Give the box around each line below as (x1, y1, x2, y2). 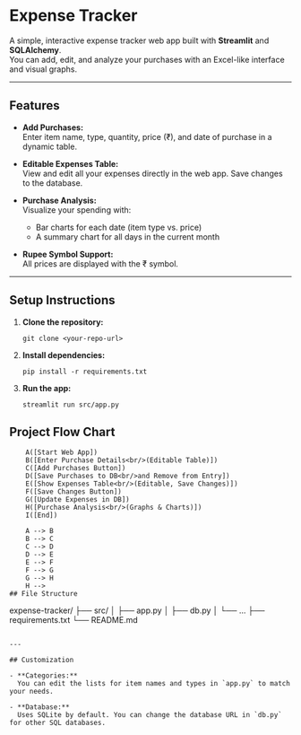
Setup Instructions (9, 293, 116, 308)
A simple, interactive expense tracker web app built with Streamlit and (9, 35, 270, 46)
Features (9, 98, 60, 113)
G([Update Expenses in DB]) (25, 495, 130, 504)
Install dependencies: (21, 349, 106, 360)
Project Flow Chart (9, 424, 116, 440)
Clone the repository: (21, 316, 104, 328)
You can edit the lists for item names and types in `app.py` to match (17, 679, 291, 688)
